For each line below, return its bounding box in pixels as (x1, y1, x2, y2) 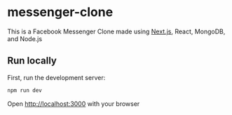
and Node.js (7, 34, 43, 43)
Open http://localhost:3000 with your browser (7, 99, 140, 108)
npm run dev (7, 86, 42, 94)
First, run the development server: (7, 73, 106, 82)
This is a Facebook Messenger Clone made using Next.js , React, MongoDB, (7, 27, 226, 36)
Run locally (7, 55, 57, 67)
